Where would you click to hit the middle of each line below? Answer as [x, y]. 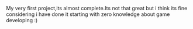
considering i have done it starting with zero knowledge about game [88, 14]
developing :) [22, 20]
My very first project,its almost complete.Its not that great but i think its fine [97, 8]
